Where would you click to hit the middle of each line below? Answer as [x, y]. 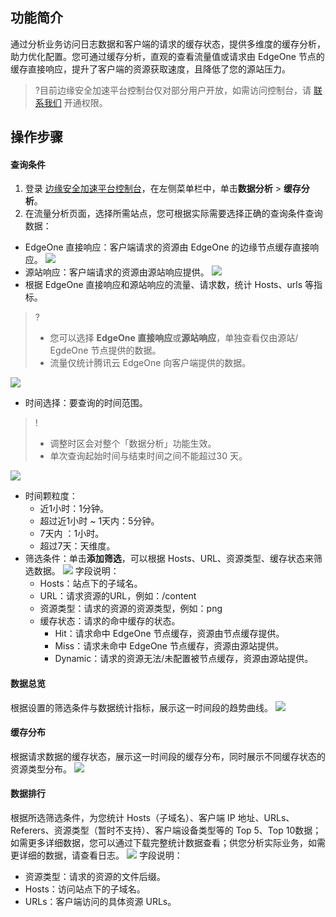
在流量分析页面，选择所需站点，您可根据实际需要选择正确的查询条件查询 [173, 214]
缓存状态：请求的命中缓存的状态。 [110, 621]
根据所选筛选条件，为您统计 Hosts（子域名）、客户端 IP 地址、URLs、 [152, 818]
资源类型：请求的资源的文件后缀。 [95, 877]
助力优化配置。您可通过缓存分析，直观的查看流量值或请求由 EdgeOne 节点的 [167, 56]
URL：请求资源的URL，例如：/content [118, 596]
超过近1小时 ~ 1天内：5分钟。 [99, 521]
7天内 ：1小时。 [72, 534]
